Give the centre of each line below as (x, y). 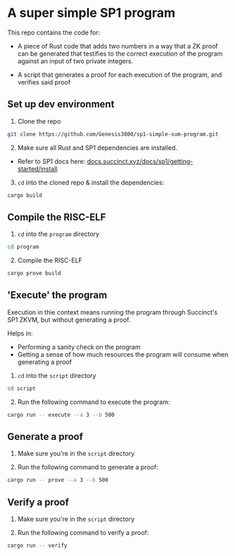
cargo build (25, 195)
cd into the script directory (57, 375)
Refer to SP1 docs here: (51, 161)
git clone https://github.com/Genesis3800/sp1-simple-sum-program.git (113, 134)
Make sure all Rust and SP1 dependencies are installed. (97, 147)
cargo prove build (34, 273)
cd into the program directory (58, 234)
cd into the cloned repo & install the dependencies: (91, 182)
